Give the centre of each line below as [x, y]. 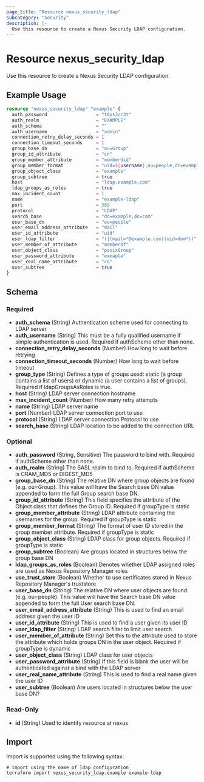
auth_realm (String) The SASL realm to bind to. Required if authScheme [105, 468]
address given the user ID [47, 616]
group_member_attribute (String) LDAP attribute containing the [95, 513]
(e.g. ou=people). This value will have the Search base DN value [95, 597]
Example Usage [36, 95]
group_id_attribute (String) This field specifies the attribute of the [97, 500]
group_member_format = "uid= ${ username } [79, 165]
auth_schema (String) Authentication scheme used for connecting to [101, 322]
